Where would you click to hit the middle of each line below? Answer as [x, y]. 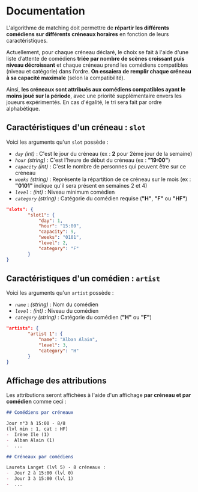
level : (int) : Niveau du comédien [57, 311]
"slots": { [20, 209]
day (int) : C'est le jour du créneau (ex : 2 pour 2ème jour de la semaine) [103, 153]
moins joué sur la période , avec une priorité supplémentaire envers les [94, 96]
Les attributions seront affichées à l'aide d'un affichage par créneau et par [99, 395]
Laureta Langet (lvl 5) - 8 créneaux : [56, 467]
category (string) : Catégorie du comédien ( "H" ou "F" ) [83, 318]
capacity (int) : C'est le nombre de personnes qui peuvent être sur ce [100, 166]
